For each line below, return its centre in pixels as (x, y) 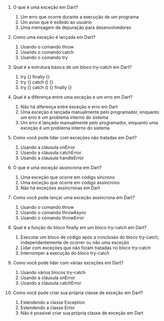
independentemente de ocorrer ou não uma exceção (75, 242)
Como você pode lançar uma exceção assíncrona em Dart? (74, 197)
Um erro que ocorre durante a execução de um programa (79, 17)
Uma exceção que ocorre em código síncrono (67, 177)
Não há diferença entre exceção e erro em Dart (69, 107)
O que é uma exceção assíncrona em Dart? (57, 167)
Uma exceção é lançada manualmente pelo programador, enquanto (90, 112)
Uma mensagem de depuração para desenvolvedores (76, 27)
